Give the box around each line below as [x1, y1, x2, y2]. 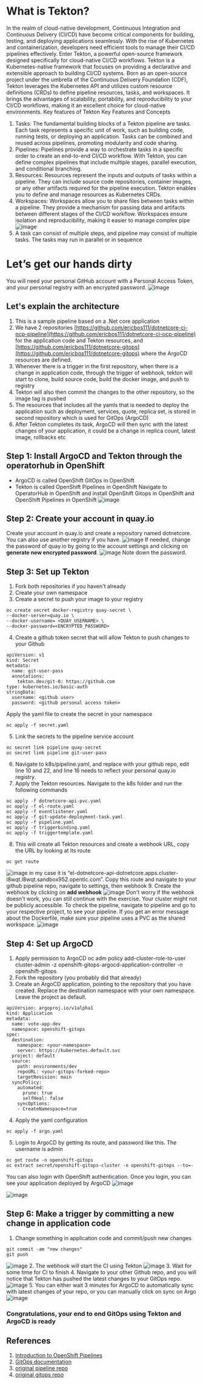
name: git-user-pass [12, 668, 64, 674]
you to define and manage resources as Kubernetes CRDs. [15, 191, 162, 198]
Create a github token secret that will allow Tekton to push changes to [15, 634, 190, 641]
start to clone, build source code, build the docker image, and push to [15, 375, 190, 383]
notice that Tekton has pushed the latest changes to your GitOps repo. [6, 1275, 182, 1282]
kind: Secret [6, 657, 39, 664]
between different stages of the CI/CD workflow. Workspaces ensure [15, 210, 188, 217]
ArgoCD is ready [6, 1317, 56, 1325]
